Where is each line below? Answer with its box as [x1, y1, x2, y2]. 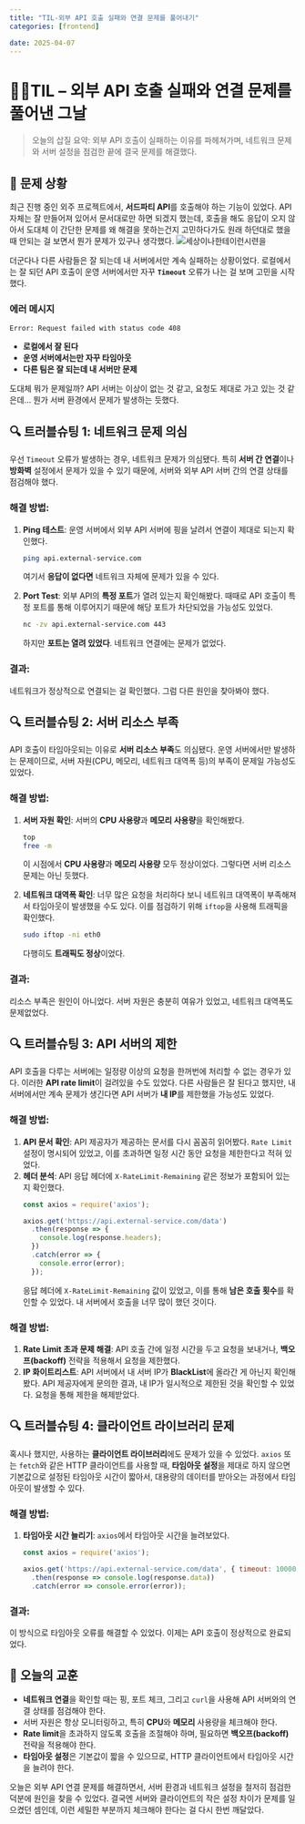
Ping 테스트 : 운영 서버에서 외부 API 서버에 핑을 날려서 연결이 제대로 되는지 [22, 524, 285, 535]
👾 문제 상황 [9, 175, 68, 191]
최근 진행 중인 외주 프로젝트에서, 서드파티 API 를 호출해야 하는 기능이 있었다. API [9, 201, 292, 212]
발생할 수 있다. [33, 1482, 85, 1493]
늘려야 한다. [32, 1762, 75, 1773]
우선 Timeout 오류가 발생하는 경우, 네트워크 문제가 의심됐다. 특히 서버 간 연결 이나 [9, 454, 294, 465]
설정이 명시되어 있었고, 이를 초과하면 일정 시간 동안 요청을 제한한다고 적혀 [22, 1147, 283, 1158]
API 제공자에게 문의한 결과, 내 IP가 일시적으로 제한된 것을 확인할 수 [42, 1378, 278, 1389]
